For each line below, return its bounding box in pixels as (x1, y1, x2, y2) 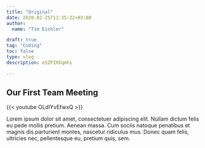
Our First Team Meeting (6, 88, 99, 98)
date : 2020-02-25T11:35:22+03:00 (6, 15, 92, 21)
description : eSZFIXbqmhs (6, 59, 72, 66)
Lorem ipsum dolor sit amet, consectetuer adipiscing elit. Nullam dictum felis (6, 115, 199, 122)
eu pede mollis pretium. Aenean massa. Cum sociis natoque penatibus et (6, 122, 190, 129)
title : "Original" (6, 9, 53, 15)
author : (6, 20, 26, 26)
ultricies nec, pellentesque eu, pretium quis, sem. (6, 135, 130, 142)
